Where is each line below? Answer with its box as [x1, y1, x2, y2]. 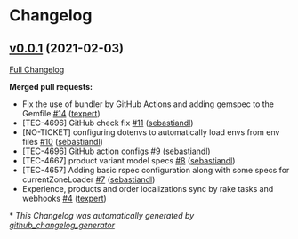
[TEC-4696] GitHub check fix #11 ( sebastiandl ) [21, 117, 194, 128]
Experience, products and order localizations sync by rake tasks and [21, 184, 274, 194]
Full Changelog [9, 64, 65, 75]
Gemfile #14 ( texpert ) [21, 108, 101, 118]
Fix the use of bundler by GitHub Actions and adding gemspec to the [21, 99, 274, 109]
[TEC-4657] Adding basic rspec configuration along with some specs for [21, 165, 290, 175]
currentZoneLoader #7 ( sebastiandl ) [21, 174, 156, 185]
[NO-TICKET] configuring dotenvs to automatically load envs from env [21, 127, 280, 138]
